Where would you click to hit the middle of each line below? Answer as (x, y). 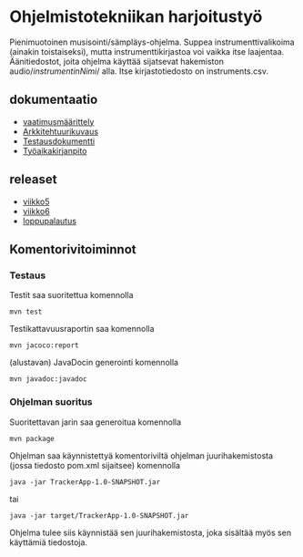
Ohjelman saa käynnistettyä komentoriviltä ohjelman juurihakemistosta (141, 455)
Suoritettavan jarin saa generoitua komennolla (96, 422)
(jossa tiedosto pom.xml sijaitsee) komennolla (95, 465)
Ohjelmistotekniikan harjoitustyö (136, 17)
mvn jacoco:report (44, 346)
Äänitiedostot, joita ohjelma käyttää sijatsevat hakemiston (117, 61)
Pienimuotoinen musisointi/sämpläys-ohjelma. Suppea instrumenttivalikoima (152, 42)
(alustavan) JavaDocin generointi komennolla (94, 363)
